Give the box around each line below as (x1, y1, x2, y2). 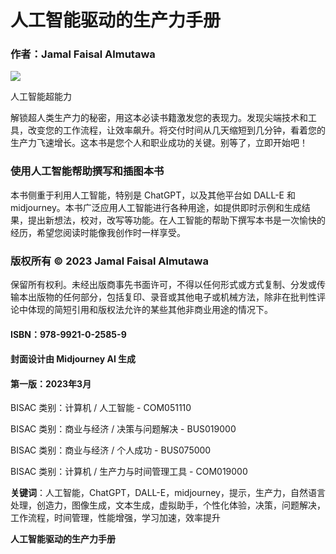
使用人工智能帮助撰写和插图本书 (10, 164, 165, 178)
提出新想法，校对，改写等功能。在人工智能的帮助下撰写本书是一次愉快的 (27, 214, 326, 226)
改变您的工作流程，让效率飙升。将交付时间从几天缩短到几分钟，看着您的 (27, 124, 326, 136)
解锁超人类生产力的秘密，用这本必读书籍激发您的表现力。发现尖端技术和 (10, 112, 308, 124)
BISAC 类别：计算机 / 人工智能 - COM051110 (10, 402, 192, 414)
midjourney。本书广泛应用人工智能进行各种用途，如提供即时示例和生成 (10, 201, 302, 213)
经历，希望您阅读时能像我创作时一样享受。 (10, 226, 186, 238)
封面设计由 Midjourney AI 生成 (10, 353, 137, 365)
